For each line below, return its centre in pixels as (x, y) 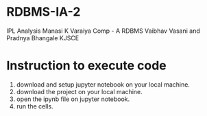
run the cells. (35, 106)
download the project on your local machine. (80, 91)
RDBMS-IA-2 (44, 12)
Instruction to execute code (87, 66)
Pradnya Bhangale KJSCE (43, 38)
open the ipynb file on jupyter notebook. (73, 99)
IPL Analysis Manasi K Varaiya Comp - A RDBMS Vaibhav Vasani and (103, 31)
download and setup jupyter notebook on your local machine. (103, 84)
